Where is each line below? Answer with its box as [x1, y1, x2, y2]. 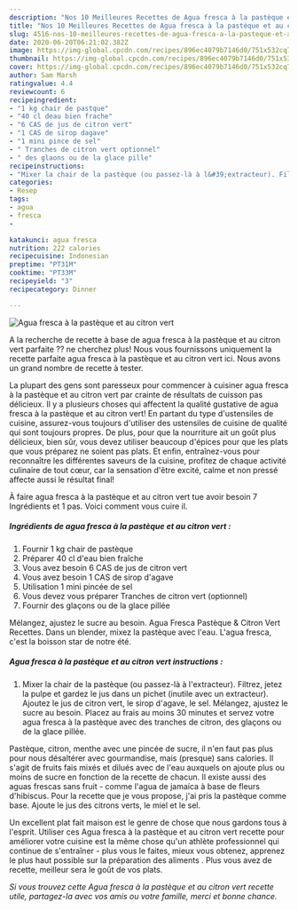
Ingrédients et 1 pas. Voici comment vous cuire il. [9, 501, 188, 511]
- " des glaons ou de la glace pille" [9, 153, 153, 162]
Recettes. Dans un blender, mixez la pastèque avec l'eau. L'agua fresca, [9, 627, 272, 637]
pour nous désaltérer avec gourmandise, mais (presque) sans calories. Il [9, 752, 274, 764]
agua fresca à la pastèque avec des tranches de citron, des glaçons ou [21, 716, 282, 727]
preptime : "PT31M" [9, 260, 77, 269]
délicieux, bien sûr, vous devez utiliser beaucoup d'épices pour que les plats [9, 436, 288, 447]
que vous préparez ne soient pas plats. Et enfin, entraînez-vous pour [9, 446, 260, 456]
